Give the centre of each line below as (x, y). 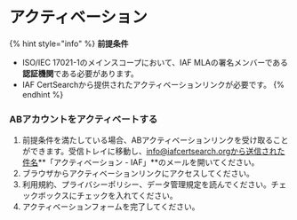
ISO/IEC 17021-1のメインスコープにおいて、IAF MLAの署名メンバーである (155, 62)
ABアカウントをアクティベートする (84, 119)
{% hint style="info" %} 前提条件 (69, 43)
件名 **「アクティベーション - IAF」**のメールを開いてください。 (140, 162)
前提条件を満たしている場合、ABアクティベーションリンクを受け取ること (155, 140)
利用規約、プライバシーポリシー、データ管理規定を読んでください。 (146, 185)
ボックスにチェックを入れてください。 (108, 196)
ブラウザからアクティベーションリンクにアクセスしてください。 (138, 174)
